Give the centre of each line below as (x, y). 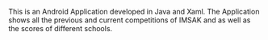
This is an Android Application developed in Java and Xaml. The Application (134, 12)
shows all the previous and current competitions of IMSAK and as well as (130, 20)
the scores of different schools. (61, 28)
